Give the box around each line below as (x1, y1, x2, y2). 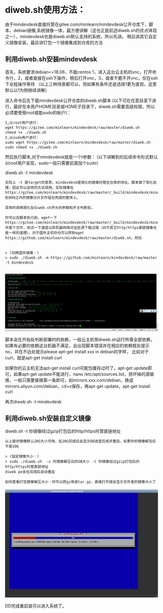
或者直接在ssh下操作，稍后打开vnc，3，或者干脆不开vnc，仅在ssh (24, 75, 158, 81)
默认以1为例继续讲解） (5, 87, 49, 93)
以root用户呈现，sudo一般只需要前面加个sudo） (5, 160, 101, 166)
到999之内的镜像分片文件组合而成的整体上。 (5, 195, 81, 200)
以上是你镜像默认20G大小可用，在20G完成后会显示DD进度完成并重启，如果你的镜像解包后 (5, 439, 156, 444)
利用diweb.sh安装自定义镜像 (5, 414, 91, 423)
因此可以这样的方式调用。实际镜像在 (12, 185, 74, 190)
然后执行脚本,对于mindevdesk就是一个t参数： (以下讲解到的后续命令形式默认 (5, 154, 158, 160)
